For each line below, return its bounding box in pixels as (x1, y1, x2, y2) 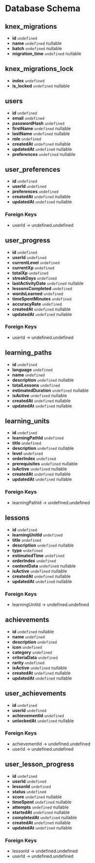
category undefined (12, 649, 52, 655)
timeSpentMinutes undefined (12, 295, 72, 302)
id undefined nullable (12, 628, 55, 634)
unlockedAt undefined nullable (12, 717, 74, 723)
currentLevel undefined (12, 259, 60, 265)
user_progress (5, 237, 51, 245)
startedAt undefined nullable (12, 809, 70, 815)
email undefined (12, 115, 45, 121)
